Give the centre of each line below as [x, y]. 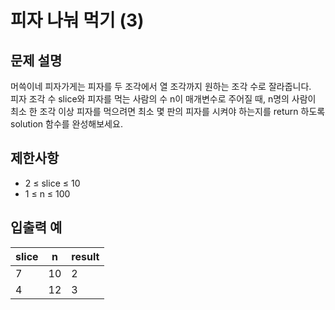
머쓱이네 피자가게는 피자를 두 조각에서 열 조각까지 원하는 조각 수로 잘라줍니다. [161, 86]
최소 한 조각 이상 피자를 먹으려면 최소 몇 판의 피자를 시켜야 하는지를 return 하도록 [168, 111]
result [85, 256]
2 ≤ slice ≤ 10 [52, 183]
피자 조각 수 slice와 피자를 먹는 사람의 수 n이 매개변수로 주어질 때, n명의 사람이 [163, 99]
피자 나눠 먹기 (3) [77, 20]
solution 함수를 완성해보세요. [66, 124]
